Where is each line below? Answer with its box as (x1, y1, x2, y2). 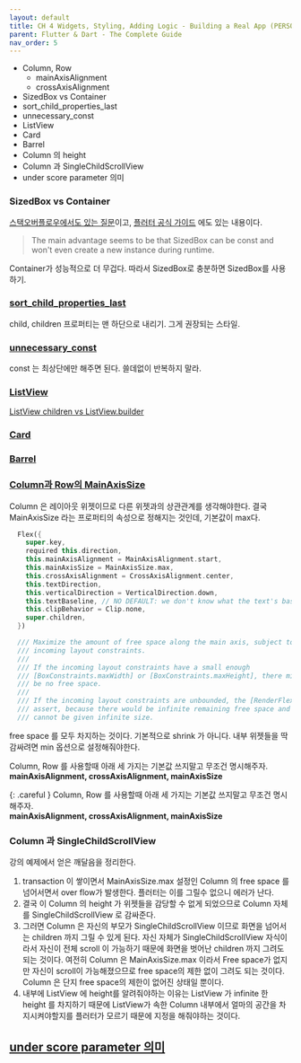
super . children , (25, 613, 87, 622)
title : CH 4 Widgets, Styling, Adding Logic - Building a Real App (9, 22, 267, 31)
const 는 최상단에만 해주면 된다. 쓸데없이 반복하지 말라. (9, 363, 202, 373)
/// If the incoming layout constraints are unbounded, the (17, 697, 246, 706)
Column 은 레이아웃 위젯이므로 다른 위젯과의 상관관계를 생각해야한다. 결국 (9, 500, 267, 512)
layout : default (9, 13, 70, 22)
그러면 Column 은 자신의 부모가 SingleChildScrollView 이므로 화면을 (21, 921, 263, 932)
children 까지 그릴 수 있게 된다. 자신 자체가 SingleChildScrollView (31, 932, 264, 943)
